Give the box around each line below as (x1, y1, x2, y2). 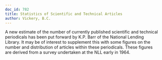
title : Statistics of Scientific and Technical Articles (5, 12, 123, 16)
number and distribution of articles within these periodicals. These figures (5, 44, 153, 50)
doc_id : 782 (5, 7, 29, 12)
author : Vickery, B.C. (5, 16, 51, 21)
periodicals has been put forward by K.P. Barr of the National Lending (5, 34, 144, 40)
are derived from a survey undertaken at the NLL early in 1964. (5, 49, 130, 55)
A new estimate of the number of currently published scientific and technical (5, 29, 158, 35)
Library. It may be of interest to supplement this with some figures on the (5, 39, 150, 45)
